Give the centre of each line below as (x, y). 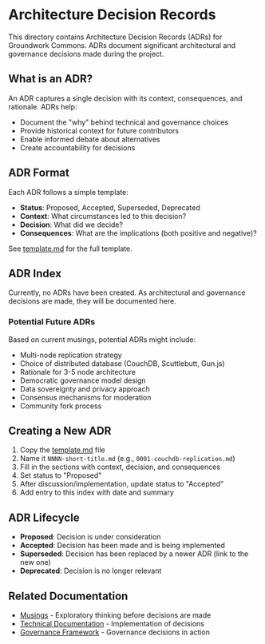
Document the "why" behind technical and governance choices (124, 122)
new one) (36, 563)
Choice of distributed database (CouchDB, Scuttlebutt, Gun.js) (122, 363)
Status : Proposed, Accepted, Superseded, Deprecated (110, 207)
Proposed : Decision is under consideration (90, 537)
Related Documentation (68, 596)
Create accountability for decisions (77, 147)
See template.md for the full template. (71, 248)
